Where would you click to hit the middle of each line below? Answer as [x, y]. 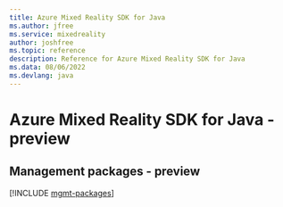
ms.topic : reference [48, 51]
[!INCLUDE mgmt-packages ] [62, 193]
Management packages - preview [105, 172]
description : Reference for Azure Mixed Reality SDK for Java [127, 59]
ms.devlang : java [42, 76]
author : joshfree [42, 42]
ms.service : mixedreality [57, 34]
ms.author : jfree [42, 26]
